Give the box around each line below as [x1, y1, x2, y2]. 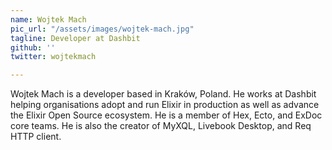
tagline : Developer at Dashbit [10, 33, 141, 43]
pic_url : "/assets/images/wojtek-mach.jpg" [10, 24, 195, 34]
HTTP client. [10, 131, 62, 143]
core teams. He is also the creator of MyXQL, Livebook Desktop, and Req [10, 120, 312, 132]
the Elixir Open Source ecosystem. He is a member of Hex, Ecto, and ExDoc [10, 109, 323, 121]
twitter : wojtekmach [10, 52, 97, 62]
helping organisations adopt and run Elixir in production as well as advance [10, 99, 320, 111]
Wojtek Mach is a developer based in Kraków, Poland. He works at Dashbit [10, 88, 317, 100]
